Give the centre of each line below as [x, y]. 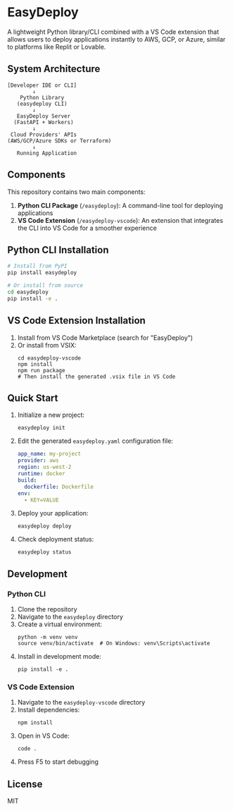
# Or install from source [45, 286]
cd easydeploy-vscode [49, 358]
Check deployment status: [56, 539]
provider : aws [38, 461]
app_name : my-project [49, 454]
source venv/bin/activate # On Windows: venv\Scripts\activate [114, 644]
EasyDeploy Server [44, 116]
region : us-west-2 [44, 467]
